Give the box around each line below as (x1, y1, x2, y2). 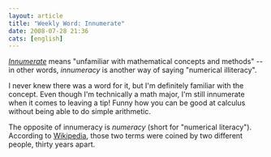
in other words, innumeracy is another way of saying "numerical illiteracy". (8, 66, 257, 75)
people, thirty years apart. (8, 139, 96, 150)
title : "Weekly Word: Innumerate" (8, 19, 126, 28)
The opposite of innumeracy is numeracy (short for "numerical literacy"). (8, 122, 252, 132)
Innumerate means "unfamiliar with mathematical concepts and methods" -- (8, 57, 264, 66)
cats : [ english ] (8, 34, 63, 43)
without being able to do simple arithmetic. (8, 107, 152, 117)
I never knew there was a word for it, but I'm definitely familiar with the (8, 81, 244, 91)
